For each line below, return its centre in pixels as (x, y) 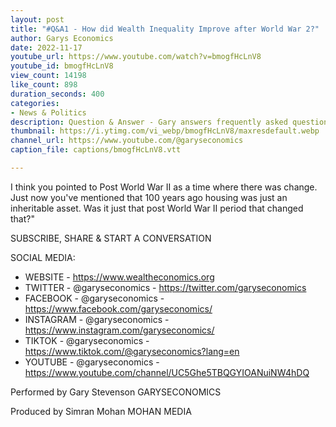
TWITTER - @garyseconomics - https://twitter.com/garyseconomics (165, 287)
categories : (35, 103)
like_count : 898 (44, 85)
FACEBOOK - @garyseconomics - (94, 298)
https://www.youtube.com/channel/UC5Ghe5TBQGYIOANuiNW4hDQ (167, 372)
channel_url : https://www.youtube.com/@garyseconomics (127, 141)
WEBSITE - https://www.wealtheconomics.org (119, 277)
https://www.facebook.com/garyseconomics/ (118, 308)
